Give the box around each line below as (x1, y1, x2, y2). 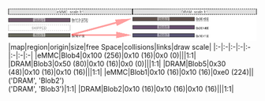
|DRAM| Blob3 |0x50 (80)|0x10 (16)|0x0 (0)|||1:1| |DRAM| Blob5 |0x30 (8, 58, 226, 68)
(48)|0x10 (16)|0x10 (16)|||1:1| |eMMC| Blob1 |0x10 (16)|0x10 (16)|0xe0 (8, 67, 230, 77)
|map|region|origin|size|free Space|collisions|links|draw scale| (8, 42, 212, 51)
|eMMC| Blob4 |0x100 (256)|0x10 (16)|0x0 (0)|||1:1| (34, 50, 196, 60)
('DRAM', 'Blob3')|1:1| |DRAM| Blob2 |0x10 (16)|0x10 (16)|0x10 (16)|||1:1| (8, 84, 234, 93)
